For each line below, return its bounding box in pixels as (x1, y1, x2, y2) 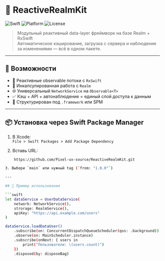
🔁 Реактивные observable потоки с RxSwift (12, 77, 102, 83)
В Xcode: (12, 134, 31, 140)
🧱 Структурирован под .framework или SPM (12, 99, 103, 105)
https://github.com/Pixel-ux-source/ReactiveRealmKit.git (14, 157, 135, 162)
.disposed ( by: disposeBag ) (14, 251, 69, 256)
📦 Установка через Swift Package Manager (5, 119, 144, 127)
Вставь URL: (12, 147, 38, 153)
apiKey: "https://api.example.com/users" (14, 211, 100, 215)
